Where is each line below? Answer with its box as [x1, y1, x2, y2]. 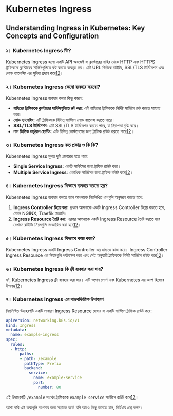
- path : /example [19, 356, 57, 361]
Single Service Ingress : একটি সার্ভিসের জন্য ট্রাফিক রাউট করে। [13, 163, 121, 169]
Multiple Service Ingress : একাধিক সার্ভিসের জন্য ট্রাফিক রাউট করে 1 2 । [13, 169, 133, 175]
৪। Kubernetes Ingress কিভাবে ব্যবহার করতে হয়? [6, 182, 108, 190]
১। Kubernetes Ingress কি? [6, 47, 71, 54]
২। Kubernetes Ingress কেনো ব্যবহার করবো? [6, 83, 101, 90]
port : [33, 380, 45, 385]
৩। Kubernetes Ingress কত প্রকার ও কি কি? [6, 142, 99, 149]
